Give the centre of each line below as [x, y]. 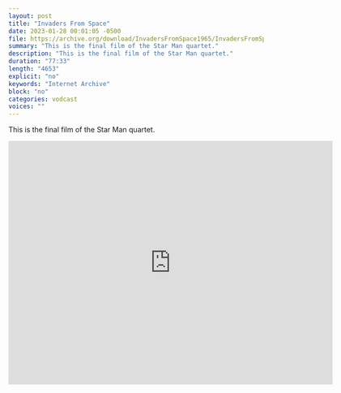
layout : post [30, 16]
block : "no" [28, 91]
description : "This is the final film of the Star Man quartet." [121, 54]
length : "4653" [34, 69]
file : [17, 39]
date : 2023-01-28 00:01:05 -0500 [65, 31]
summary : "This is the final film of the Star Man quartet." [114, 46]
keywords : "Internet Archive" [60, 84]
